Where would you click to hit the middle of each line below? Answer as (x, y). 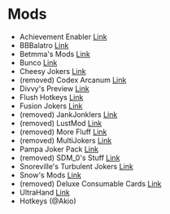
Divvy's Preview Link (54, 88)
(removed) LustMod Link (61, 123)
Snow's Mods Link (50, 175)
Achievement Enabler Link (63, 37)
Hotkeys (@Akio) (48, 201)
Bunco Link (38, 63)
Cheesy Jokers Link (52, 71)
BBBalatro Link (44, 45)
